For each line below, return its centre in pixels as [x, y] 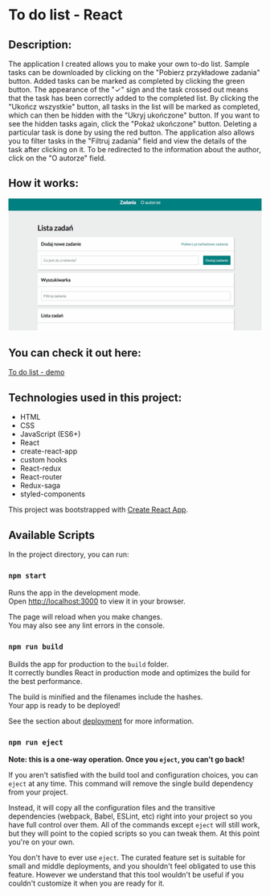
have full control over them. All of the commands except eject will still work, [134, 824]
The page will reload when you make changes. [86, 617]
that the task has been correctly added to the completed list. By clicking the [133, 98]
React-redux [41, 468]
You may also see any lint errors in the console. [86, 625]
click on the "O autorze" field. [57, 158]
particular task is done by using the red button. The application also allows [131, 132]
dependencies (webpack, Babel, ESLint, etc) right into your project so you [131, 816]
